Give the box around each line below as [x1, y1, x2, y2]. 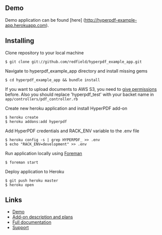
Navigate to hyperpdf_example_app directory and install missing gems [5, 68, 148, 74]
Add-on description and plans [12, 214, 73, 220]
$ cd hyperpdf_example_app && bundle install [5, 78, 100, 82]
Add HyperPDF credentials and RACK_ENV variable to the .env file [5, 128, 139, 134]
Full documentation [12, 219, 52, 225]
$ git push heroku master [5, 178, 58, 183]
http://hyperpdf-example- [85, 17, 137, 23]
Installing [5, 37, 34, 45]
